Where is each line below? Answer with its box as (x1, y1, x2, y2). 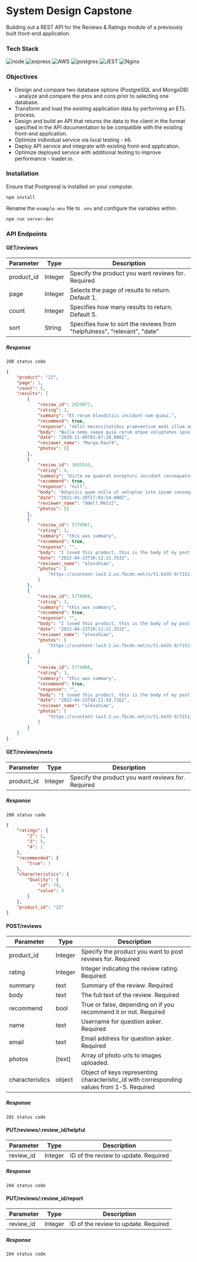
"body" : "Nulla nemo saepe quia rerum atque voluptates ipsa (37, 429, 191, 435)
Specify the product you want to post (81, 947, 184, 955)
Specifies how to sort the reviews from (70, 320, 176, 328)
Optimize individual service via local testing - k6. (14, 136, 132, 143)
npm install (6, 194, 35, 200)
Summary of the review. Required (81, 981, 173, 989)
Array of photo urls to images (81, 1051, 162, 1059)
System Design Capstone (6, 4, 133, 18)
